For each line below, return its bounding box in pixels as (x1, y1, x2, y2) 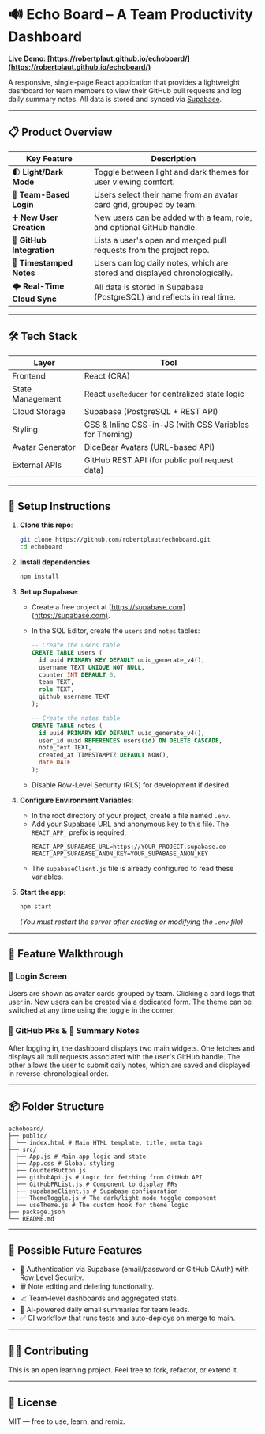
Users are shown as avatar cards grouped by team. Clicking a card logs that (8, 989, 255, 998)
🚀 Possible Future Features (8, 1243, 143, 1257)
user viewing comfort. (94, 176, 175, 187)
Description (151, 153, 196, 164)
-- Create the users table (31, 641, 121, 649)
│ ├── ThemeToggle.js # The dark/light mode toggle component (8, 1194, 217, 1202)
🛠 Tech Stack (8, 330, 77, 343)
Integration (12, 244, 55, 255)
